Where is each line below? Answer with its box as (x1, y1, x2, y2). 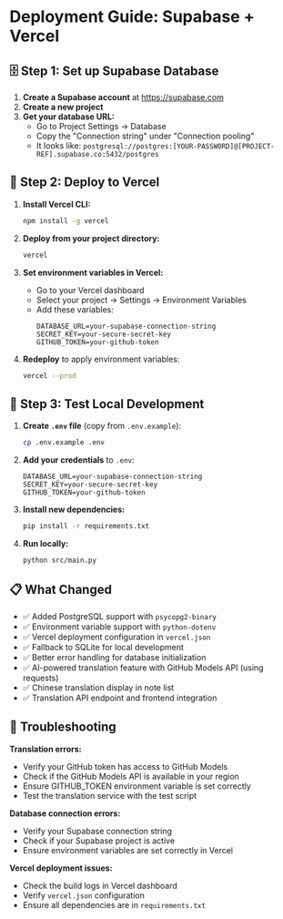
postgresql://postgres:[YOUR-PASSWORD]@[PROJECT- (83, 142, 276, 151)
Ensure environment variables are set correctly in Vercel (22, 844, 234, 855)
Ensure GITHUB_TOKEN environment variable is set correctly (22, 781, 252, 791)
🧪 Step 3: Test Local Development (9, 396, 205, 412)
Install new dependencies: (22, 504, 126, 516)
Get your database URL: (22, 111, 116, 122)
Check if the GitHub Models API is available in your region (22, 771, 239, 781)
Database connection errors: (9, 808, 121, 819)
